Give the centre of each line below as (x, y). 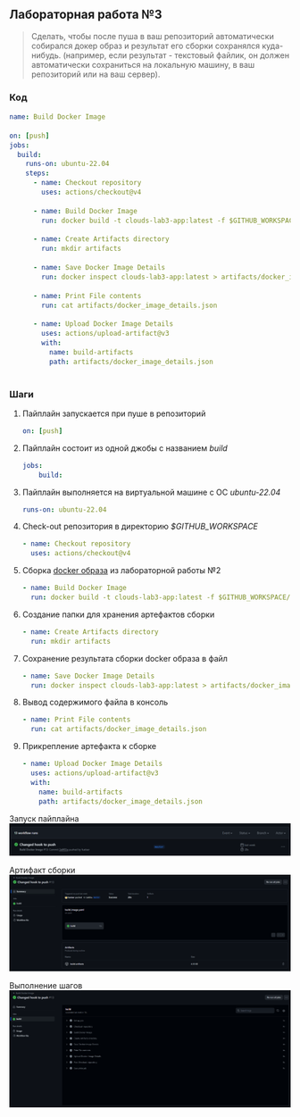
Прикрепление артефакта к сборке (89, 746)
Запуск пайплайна (44, 818)
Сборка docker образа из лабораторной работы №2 (121, 571)
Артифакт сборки (42, 870)
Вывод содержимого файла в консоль (95, 702)
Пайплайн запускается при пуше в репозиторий (114, 413)
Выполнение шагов (46, 985)
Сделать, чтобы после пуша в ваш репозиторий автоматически (152, 36)
